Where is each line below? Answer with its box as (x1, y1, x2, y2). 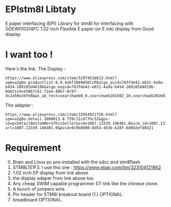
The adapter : (5, 102, 34, 108)
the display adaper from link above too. (12, 175, 95, 181)
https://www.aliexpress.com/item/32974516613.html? (5, 75, 117, 81)
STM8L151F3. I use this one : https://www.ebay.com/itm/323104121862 (12, 164, 161, 170)
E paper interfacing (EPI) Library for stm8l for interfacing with (5, 20, 134, 26)
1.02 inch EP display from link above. (12, 169, 90, 176)
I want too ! (5, 49, 53, 60)
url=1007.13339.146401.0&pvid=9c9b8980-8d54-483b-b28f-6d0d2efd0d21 (5, 125, 154, 130)
